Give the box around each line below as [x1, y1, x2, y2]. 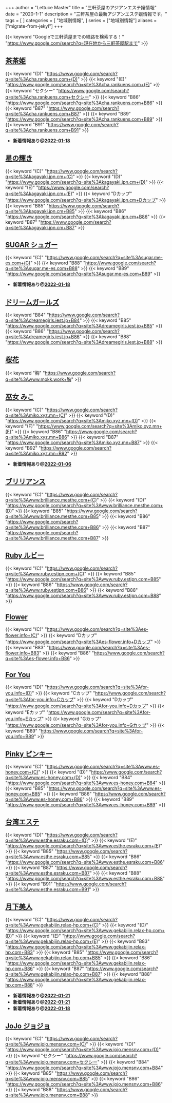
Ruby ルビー [5, 551, 45, 560]
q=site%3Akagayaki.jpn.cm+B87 [5, 224, 75, 230]
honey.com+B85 [5, 790, 41, 797]
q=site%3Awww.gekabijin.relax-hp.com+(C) [5, 922, 99, 928]
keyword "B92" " [5, 444, 41, 451]
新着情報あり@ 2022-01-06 [12, 461, 72, 467]
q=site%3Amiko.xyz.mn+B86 [5, 434, 68, 440]
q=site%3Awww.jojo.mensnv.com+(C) [5, 1041, 86, 1047]
